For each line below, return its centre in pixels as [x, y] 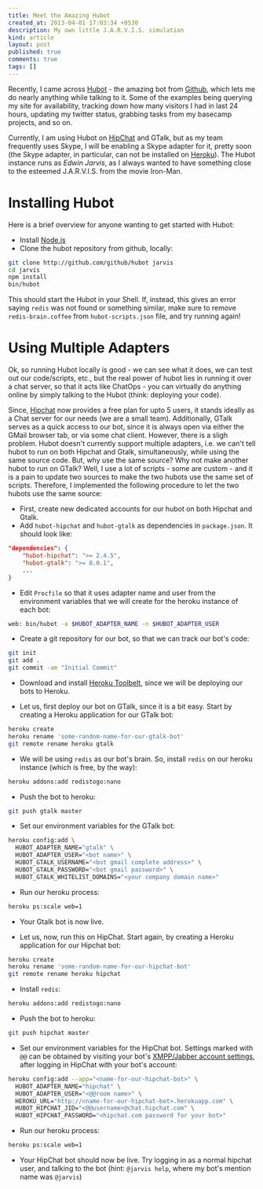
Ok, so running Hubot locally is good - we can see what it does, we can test [130, 370]
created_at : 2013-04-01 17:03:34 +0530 [73, 23]
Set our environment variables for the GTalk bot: [97, 826]
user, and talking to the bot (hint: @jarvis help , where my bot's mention [135, 1168]
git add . [24, 661]
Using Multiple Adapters [89, 348]
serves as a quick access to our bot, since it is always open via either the [126, 427]
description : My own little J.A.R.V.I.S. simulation [96, 30]
